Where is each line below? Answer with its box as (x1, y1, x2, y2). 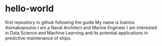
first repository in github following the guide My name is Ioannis (5, 19, 135, 25)
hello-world (5, 3, 54, 14)
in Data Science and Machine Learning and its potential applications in (5, 30, 148, 36)
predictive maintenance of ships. (5, 35, 72, 41)
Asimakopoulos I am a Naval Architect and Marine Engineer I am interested (5, 24, 157, 30)
